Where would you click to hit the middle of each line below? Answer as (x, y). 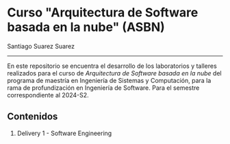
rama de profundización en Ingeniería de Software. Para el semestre (103, 88)
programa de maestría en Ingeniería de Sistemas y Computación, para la (109, 80)
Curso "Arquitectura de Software (103, 13)
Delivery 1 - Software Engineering (64, 133)
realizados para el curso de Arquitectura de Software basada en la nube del (114, 73)
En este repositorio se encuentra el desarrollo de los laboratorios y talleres (112, 66)
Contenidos (33, 117)
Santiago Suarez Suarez (41, 46)
